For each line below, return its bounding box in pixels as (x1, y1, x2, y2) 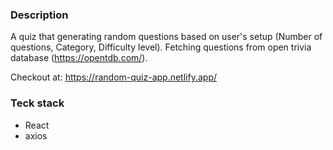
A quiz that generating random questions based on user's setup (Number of (10, 31, 323, 43)
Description (10, 8, 69, 22)
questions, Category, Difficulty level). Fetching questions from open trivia (10, 41, 312, 53)
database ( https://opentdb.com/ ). (10, 52, 148, 64)
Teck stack (10, 96, 65, 110)
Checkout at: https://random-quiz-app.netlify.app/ (10, 71, 218, 83)
